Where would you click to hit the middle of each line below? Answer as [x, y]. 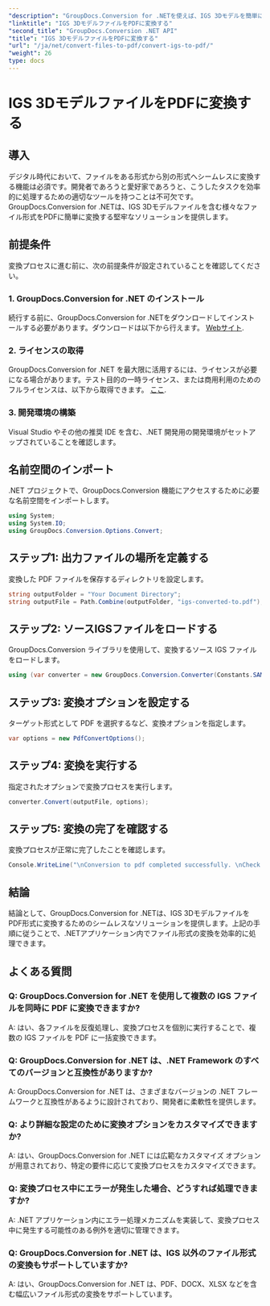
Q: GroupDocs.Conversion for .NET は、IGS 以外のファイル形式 [132, 1253]
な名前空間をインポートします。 [61, 501]
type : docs [27, 61]
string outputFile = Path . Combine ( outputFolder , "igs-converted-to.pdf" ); [136, 601]
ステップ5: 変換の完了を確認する [89, 829]
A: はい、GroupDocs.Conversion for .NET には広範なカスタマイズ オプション [135, 1156]
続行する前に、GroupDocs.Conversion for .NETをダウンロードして [118, 317]
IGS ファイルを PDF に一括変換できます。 [92, 1038]
